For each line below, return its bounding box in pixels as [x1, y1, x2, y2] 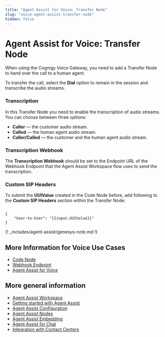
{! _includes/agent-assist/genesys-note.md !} [5, 229, 98, 235]
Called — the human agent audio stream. [12, 129, 97, 135]
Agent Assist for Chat [12, 321, 56, 327]
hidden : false [5, 16, 35, 21]
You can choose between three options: [5, 114, 87, 120]
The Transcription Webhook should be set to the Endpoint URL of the [5, 158, 148, 164]
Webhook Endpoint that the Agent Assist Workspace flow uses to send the [5, 163, 158, 169]
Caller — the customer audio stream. [12, 124, 88, 130]
